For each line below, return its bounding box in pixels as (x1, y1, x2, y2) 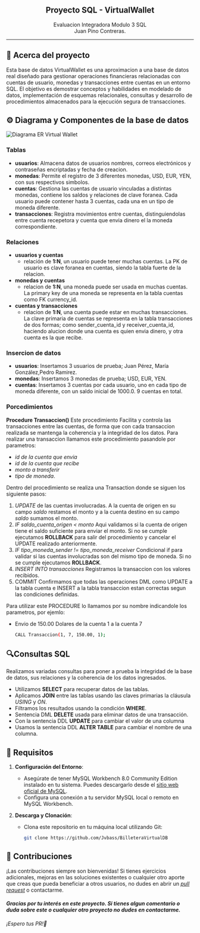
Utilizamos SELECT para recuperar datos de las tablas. (14, 686, 150, 693)
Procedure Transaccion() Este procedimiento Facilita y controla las (6, 416, 171, 423)
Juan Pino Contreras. (74, 27, 126, 35)
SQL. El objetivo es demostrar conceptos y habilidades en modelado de (6, 85, 182, 92)
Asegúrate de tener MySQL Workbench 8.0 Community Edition (23, 775, 177, 782)
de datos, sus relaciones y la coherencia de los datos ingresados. (6, 674, 167, 682)
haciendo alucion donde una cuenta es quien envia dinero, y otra (23, 328, 183, 335)
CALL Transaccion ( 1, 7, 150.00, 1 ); (14, 631, 106, 638)
